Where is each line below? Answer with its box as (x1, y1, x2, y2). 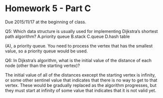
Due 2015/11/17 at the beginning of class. (5, 19, 86, 25)
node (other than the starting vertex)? (5, 63, 80, 68)
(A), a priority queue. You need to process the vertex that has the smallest (5, 43, 153, 49)
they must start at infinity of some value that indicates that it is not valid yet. (5, 87, 157, 93)
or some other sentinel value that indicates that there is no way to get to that (5, 77, 158, 83)
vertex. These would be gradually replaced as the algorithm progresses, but (5, 82, 157, 88)
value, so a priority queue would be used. (5, 48, 88, 54)
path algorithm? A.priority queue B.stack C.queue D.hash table (5, 33, 130, 39)
